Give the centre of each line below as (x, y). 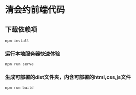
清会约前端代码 (35, 10)
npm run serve (19, 64)
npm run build (19, 88)
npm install (17, 41)
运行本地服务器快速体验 (32, 54)
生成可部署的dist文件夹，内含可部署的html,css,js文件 (68, 77)
